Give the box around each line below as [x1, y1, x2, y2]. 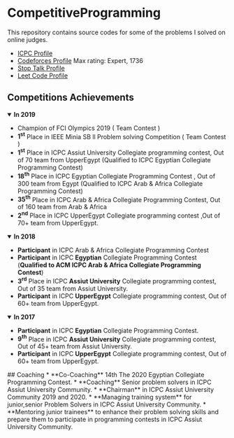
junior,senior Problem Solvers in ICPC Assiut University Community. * [7, 400, 206, 409]
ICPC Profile [17, 49, 53, 57]
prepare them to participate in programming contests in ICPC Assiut [7, 415, 203, 424]
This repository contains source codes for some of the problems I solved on [7, 28, 226, 36]
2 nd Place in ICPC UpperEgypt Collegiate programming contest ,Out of [17, 210, 221, 220]
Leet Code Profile [17, 71, 68, 80]
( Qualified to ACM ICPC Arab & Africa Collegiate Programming [17, 261, 201, 269]
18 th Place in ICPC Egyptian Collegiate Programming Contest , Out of [17, 171, 216, 180]
